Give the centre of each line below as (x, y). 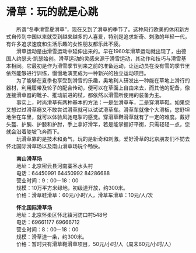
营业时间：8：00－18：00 (48, 229)
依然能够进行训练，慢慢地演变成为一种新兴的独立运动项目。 (78, 73)
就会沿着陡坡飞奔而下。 (34, 131)
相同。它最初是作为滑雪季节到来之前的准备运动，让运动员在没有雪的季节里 (100, 65)
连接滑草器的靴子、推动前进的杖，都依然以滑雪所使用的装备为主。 (85, 95)
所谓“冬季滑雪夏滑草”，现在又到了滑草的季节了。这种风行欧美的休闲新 (101, 29)
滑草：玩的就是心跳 (52, 12)
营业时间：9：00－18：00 (48, 180)
